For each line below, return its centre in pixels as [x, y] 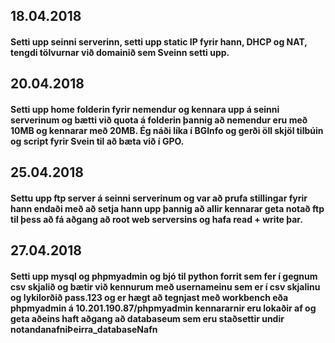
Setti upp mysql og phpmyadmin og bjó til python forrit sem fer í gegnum [164, 276]
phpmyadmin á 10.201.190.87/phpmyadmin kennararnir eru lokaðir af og [163, 308]
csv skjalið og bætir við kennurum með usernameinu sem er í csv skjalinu [165, 286]
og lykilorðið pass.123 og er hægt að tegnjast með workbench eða [149, 297]
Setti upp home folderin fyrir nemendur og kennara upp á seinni [145, 109]
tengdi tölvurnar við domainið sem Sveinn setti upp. [120, 52]
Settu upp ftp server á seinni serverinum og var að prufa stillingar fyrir [159, 198]
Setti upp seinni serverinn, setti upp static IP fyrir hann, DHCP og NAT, [159, 41]
